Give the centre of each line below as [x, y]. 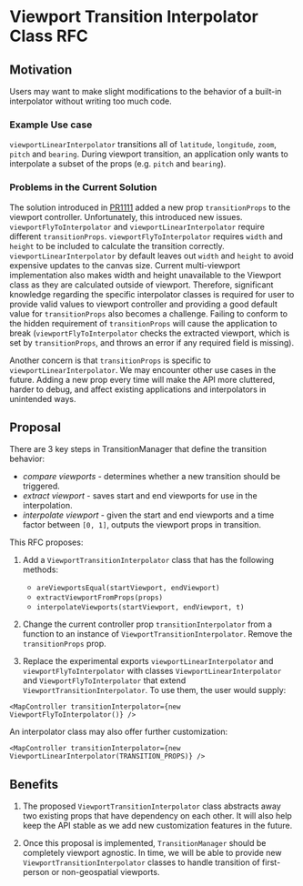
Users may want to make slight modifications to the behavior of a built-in [146, 91]
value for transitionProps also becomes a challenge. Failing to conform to [149, 313]
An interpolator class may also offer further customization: [119, 732]
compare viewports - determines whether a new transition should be [151, 477]
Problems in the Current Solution [83, 187]
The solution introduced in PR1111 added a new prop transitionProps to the [150, 207]
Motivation [41, 70]
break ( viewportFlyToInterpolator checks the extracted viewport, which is [150, 333]
